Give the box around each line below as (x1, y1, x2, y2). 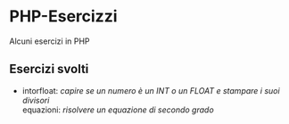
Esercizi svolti (9, 62, 89, 77)
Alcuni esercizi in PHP (9, 36, 91, 46)
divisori (21, 95, 50, 105)
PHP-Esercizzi (9, 6, 118, 27)
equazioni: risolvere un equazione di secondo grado (21, 104, 214, 115)
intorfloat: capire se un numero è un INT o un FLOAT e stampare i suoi (21, 85, 280, 95)
